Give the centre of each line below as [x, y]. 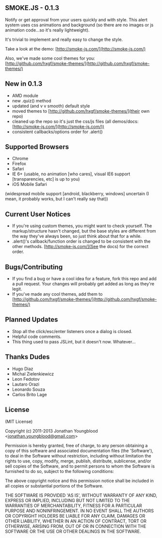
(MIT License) [19, 421]
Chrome [20, 159]
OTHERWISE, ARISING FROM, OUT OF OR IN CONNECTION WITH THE [76, 526]
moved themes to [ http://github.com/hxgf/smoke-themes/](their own [81, 111]
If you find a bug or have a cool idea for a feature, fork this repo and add [84, 279]
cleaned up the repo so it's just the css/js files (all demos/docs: [75, 121]
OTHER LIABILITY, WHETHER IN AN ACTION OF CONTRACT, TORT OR [76, 521]
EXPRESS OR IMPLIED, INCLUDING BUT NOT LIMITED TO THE [67, 500]
